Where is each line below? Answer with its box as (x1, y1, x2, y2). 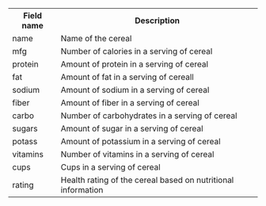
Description (134, 15, 180, 26)
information (60, 185, 104, 195)
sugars (12, 123, 38, 134)
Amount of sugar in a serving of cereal (60, 123, 203, 134)
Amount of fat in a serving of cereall (60, 71, 194, 82)
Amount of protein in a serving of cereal (60, 59, 208, 70)
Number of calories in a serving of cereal (60, 46, 213, 56)
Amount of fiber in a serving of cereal (60, 97, 199, 108)
